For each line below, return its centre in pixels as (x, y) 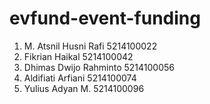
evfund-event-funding (105, 18)
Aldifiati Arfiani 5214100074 (80, 78)
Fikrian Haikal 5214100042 (78, 56)
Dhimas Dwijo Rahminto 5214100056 (99, 67)
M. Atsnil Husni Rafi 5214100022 (90, 46)
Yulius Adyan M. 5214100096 (84, 88)
